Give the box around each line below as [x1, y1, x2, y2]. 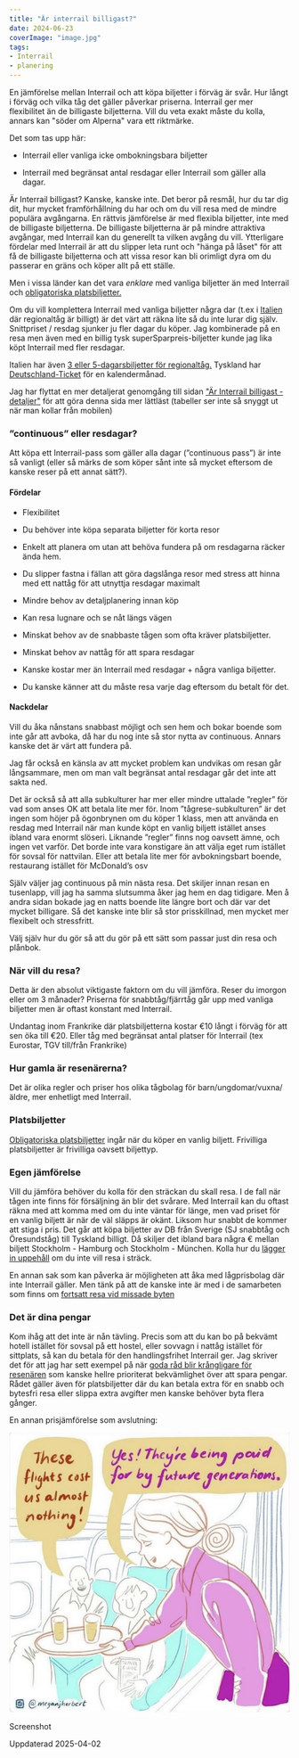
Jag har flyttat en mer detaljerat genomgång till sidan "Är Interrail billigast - [9, 386, 284, 397]
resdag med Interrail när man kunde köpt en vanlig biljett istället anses [9, 822, 267, 833]
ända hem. [21, 551, 62, 562]
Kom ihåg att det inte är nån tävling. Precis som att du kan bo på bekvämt [9, 1331, 278, 1342]
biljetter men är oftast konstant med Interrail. [9, 1004, 173, 1014]
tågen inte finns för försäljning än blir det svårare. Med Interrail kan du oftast [9, 1195, 289, 1206]
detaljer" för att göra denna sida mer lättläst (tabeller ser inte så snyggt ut [9, 396, 279, 406]
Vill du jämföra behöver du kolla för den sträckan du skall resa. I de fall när [9, 1186, 281, 1196]
